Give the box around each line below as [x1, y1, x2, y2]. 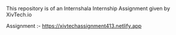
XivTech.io [6, 11, 32, 18]
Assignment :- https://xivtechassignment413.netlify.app [6, 23, 142, 29]
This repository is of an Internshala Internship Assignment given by [6, 5, 171, 12]
